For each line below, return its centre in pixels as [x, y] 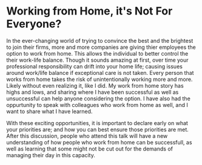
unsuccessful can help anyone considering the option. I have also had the [99, 99]
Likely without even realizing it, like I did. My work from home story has [95, 85]
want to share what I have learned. [49, 111]
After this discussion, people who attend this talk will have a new [87, 136]
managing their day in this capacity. [51, 155]
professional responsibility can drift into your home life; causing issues [95, 66]
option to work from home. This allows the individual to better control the [97, 53]
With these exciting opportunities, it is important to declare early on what [97, 123]
